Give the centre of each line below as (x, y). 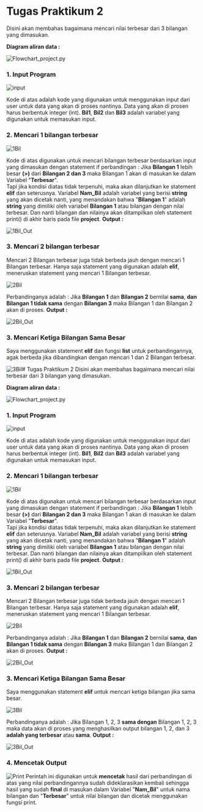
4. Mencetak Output (37, 763)
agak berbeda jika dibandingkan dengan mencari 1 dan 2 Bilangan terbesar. (101, 357)
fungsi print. (22, 802)
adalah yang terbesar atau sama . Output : (60, 735)
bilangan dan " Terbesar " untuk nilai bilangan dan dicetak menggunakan (97, 795)
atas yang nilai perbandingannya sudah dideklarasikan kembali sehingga (98, 783)
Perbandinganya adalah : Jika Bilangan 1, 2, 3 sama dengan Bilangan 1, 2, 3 (102, 722)
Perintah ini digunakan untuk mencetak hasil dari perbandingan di (109, 776)
